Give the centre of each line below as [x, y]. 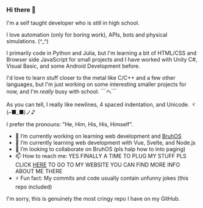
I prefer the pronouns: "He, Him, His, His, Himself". [70, 124]
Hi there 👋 [21, 10]
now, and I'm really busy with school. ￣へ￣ [62, 91]
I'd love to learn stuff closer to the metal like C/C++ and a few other [91, 78]
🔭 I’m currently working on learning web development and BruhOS [98, 136]
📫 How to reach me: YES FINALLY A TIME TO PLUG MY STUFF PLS [101, 156]
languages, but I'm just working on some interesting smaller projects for [97, 84]
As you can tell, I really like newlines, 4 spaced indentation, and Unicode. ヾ [101, 105]
